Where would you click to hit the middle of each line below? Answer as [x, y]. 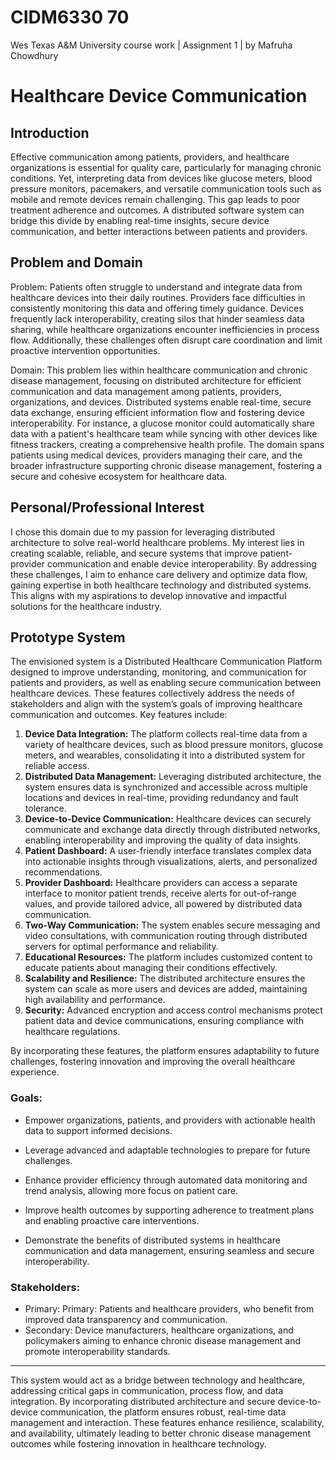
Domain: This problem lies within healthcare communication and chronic [159, 370]
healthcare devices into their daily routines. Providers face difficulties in [158, 297]
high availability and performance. [95, 1000]
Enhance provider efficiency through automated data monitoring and [166, 1180]
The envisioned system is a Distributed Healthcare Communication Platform [166, 662]
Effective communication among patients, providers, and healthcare [150, 157]
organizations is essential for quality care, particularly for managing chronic [166, 167]
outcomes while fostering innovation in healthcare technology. [138, 1443]
